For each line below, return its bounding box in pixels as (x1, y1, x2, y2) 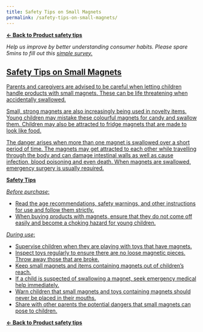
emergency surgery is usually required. (6, 164, 104, 172)
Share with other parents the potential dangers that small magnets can (15, 301, 191, 308)
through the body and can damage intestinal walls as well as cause (6, 152, 174, 159)
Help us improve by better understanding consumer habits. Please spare (6, 43, 188, 50)
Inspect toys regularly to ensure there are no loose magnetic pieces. (15, 249, 186, 257)
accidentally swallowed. (6, 96, 67, 103)
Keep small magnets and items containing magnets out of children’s (15, 262, 184, 269)
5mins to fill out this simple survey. (6, 49, 93, 56)
